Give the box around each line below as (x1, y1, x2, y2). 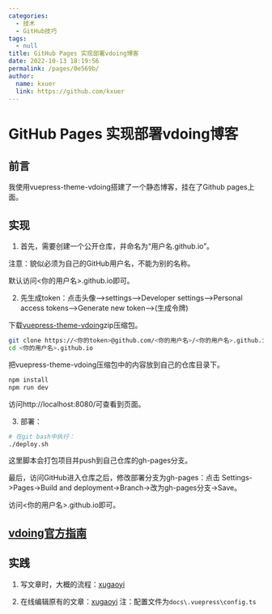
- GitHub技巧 (15, 27, 57, 35)
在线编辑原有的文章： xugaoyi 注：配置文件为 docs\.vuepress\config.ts (19, 596, 257, 606)
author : (8, 72, 35, 80)
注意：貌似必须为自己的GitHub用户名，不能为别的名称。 (8, 258, 195, 268)
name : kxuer (15, 79, 57, 87)
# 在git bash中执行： (8, 433, 75, 441)
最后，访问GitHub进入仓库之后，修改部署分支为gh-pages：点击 (8, 473, 220, 483)
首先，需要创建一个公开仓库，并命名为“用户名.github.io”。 (19, 241, 215, 251)
